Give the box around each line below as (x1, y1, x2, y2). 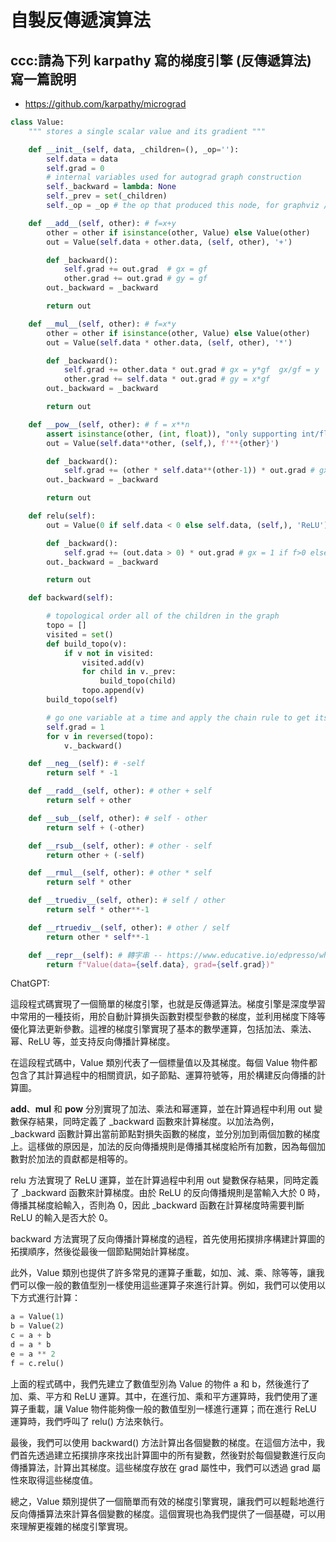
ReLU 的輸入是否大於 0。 (10, 1212, 114, 1224)
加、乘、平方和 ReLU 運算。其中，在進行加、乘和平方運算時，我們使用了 (10, 1390, 310, 1402)
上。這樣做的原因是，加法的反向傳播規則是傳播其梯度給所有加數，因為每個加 (10, 1141, 326, 1153)
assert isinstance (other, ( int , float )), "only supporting (46, 429, 298, 439)
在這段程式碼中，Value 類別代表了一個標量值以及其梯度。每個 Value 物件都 (10, 1057, 318, 1069)
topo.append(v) (81, 686, 145, 696)
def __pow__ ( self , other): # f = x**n (28, 419, 190, 430)
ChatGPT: (10, 977, 50, 990)
